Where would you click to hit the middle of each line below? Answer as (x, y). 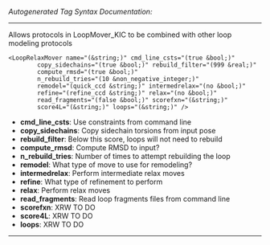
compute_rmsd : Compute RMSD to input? (90, 147)
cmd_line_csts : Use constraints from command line (105, 122)
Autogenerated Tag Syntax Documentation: (80, 12)
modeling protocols (40, 43)
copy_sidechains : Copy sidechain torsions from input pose (118, 131)
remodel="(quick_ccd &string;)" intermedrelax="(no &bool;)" (142, 86)
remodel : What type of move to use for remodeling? (106, 165)
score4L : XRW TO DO (56, 216)
